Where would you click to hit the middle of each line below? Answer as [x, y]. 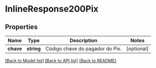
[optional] [138, 49]
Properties [21, 27]
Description [84, 41]
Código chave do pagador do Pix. [84, 49]
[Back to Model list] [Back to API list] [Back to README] [61, 61]
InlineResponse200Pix [52, 9]
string [34, 49]
